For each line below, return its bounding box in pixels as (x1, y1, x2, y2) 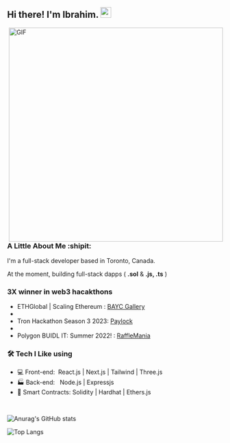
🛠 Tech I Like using (7, 349, 73, 359)
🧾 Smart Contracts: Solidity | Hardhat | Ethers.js (16, 388, 151, 396)
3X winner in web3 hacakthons (7, 287, 113, 296)
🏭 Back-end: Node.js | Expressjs (16, 378, 114, 386)
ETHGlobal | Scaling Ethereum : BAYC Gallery (16, 303, 145, 311)
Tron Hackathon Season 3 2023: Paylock (16, 317, 133, 325)
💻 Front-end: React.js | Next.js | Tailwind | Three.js (16, 368, 163, 376)
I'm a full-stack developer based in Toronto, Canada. (7, 257, 155, 265)
